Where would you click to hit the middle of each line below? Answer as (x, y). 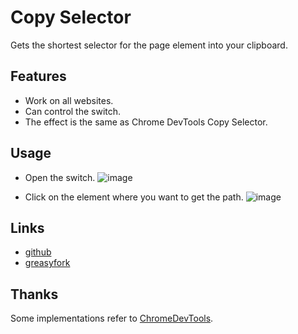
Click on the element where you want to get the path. (134, 197)
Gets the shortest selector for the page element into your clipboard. (149, 45)
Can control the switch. (73, 111)
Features (38, 76)
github (38, 252)
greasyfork (47, 263)
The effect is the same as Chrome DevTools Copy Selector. (146, 122)
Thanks (34, 294)
